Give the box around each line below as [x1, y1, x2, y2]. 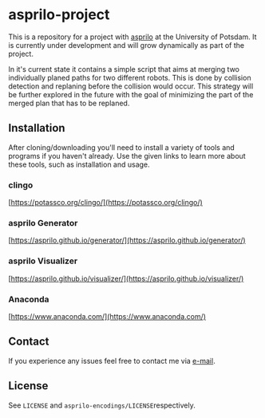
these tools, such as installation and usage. [8, 160, 150, 169]
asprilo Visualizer [8, 255, 78, 266]
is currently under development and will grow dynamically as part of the [8, 40, 245, 49]
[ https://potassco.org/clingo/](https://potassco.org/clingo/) [8, 198, 204, 207]
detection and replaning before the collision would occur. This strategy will [8, 81, 254, 91]
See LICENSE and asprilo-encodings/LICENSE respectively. [8, 400, 196, 410]
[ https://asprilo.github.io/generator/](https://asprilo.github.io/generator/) [8, 235, 246, 245]
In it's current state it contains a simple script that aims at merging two [8, 64, 239, 73]
